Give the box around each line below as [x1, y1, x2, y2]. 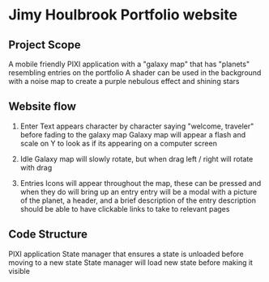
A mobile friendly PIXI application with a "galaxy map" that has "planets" [8, 59, 250, 69]
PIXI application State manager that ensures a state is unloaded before [8, 249, 245, 259]
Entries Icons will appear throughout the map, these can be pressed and [19, 178, 262, 187]
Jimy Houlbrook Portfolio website [8, 6, 237, 24]
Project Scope [8, 38, 81, 52]
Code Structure [8, 228, 88, 242]
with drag [19, 162, 53, 172]
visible [8, 266, 31, 276]
